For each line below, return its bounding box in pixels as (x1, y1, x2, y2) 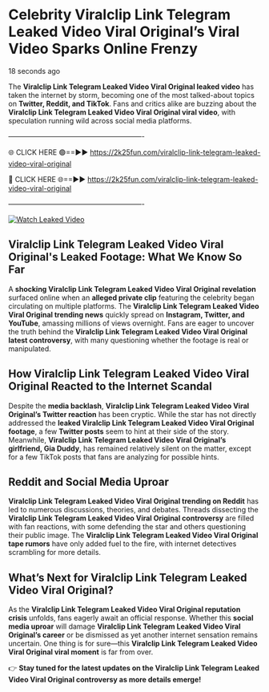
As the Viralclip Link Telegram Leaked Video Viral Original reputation (8, 605, 241, 614)
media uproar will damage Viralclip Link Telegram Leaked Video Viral (8, 621, 241, 631)
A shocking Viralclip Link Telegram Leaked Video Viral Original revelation (8, 284, 256, 293)
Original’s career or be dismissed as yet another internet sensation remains (8, 630, 259, 640)
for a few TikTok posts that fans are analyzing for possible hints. (8, 451, 219, 462)
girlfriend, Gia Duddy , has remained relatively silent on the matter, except (8, 443, 252, 453)
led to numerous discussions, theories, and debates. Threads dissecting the (8, 505, 259, 515)
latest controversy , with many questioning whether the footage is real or (8, 335, 249, 345)
